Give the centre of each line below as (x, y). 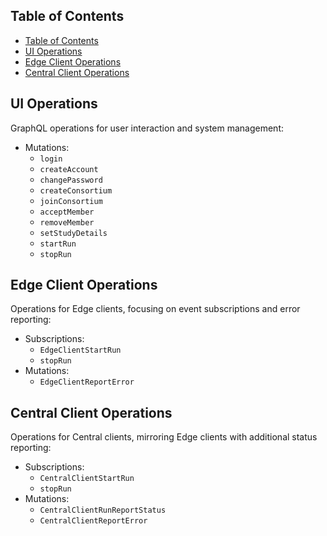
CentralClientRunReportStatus (103, 510)
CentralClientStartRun (87, 479)
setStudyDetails (73, 233)
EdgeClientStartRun (80, 350)
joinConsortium (71, 201)
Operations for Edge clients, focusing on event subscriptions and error (155, 309)
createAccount (69, 169)
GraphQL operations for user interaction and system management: (147, 128)
